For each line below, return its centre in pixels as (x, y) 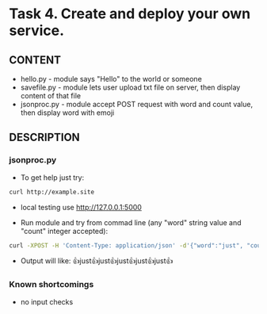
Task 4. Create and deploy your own (130, 14)
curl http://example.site (51, 192)
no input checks (47, 301)
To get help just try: (52, 177)
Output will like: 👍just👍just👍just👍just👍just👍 (97, 261)
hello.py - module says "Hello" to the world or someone (111, 79)
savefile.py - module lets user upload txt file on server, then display (130, 87)
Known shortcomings (51, 285)
